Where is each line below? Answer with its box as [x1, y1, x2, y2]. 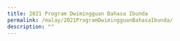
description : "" [7, 23, 54, 30]
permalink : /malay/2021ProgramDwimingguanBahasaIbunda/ [7, 17, 173, 24]
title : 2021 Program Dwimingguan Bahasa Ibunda [7, 10, 149, 17]
